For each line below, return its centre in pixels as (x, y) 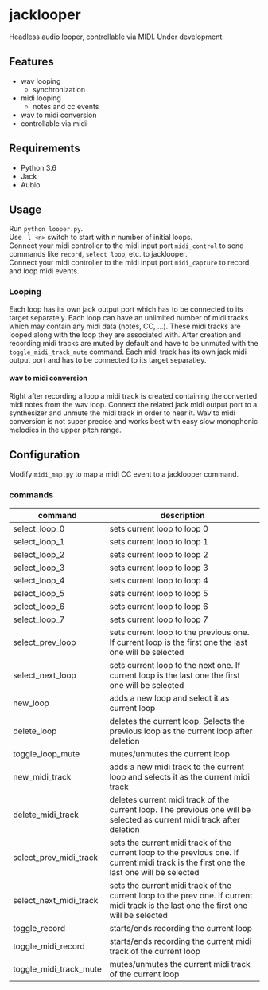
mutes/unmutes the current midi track (180, 964)
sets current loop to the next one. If (175, 665)
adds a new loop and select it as (169, 697)
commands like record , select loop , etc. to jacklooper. (98, 254)
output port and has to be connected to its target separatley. (108, 359)
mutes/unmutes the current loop (169, 753)
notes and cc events (66, 106)
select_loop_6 (39, 606)
